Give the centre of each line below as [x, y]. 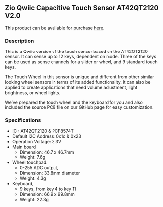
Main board [24, 147]
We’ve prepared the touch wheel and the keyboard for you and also [74, 102]
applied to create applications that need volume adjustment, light [71, 87]
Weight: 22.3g [34, 200]
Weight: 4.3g [33, 178]
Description [20, 41]
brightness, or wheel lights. [33, 93]
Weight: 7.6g [32, 157]
